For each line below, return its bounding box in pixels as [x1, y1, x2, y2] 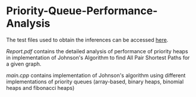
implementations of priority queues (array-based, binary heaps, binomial [6, 78, 184, 85]
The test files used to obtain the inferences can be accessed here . [6, 36, 169, 43]
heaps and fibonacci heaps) [6, 84, 75, 91]
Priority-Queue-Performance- [6, 4, 158, 18]
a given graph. [6, 60, 42, 67]
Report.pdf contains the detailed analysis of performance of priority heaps [6, 47, 188, 54]
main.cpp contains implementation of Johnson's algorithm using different [6, 72, 186, 79]
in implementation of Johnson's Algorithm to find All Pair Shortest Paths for [6, 54, 190, 61]
